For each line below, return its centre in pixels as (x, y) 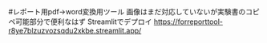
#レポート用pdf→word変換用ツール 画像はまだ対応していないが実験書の (127, 12)
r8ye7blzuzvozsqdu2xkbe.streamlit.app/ (75, 31)
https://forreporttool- (188, 21)
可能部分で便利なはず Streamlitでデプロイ (83, 21)
